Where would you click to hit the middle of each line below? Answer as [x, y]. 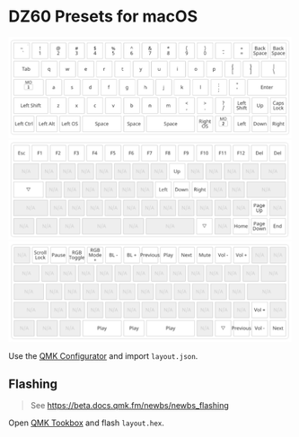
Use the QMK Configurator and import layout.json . [103, 355]
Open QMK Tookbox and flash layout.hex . [87, 423]
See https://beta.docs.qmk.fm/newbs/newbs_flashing [130, 406]
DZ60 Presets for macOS [103, 17]
